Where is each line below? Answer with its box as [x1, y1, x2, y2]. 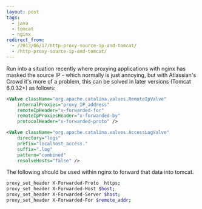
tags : [6, 15, 20, 21]
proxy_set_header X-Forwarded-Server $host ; [6, 191, 121, 197]
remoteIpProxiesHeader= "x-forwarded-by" [17, 113, 121, 119]
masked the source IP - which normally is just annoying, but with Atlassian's [6, 71, 197, 79]
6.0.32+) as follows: [6, 84, 56, 91]
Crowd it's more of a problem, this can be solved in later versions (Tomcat [6, 78, 191, 85]
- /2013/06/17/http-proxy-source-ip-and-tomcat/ [12, 43, 137, 49]
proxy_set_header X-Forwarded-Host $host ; [6, 186, 115, 192]
